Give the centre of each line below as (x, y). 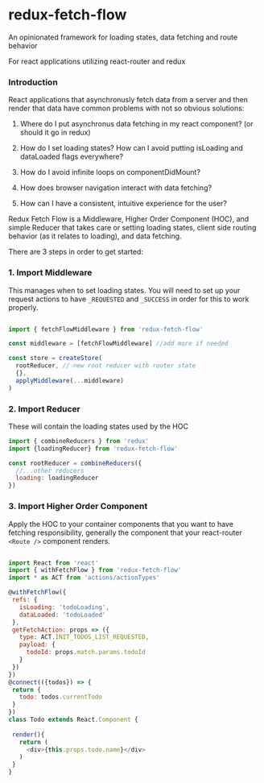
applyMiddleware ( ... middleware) (70, 380)
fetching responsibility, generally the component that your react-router (126, 532)
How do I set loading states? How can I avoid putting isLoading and (132, 148)
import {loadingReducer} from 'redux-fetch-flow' (93, 449)
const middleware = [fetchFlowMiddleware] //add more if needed (118, 344)
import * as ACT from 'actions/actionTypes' (84, 578)
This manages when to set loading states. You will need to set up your (124, 290)
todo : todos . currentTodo (61, 697)
